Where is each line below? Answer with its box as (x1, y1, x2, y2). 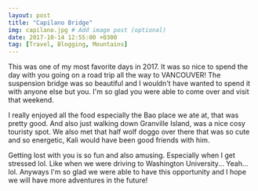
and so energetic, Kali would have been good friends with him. (8, 135, 210, 145)
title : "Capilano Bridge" (8, 19, 93, 27)
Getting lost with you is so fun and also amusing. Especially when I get (8, 150, 235, 160)
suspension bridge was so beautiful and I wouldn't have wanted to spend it (8, 79, 251, 88)
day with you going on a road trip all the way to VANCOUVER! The (8, 70, 221, 80)
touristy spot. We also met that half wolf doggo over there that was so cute (8, 127, 250, 137)
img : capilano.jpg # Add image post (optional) (8, 26, 167, 34)
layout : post (8, 11, 51, 20)
